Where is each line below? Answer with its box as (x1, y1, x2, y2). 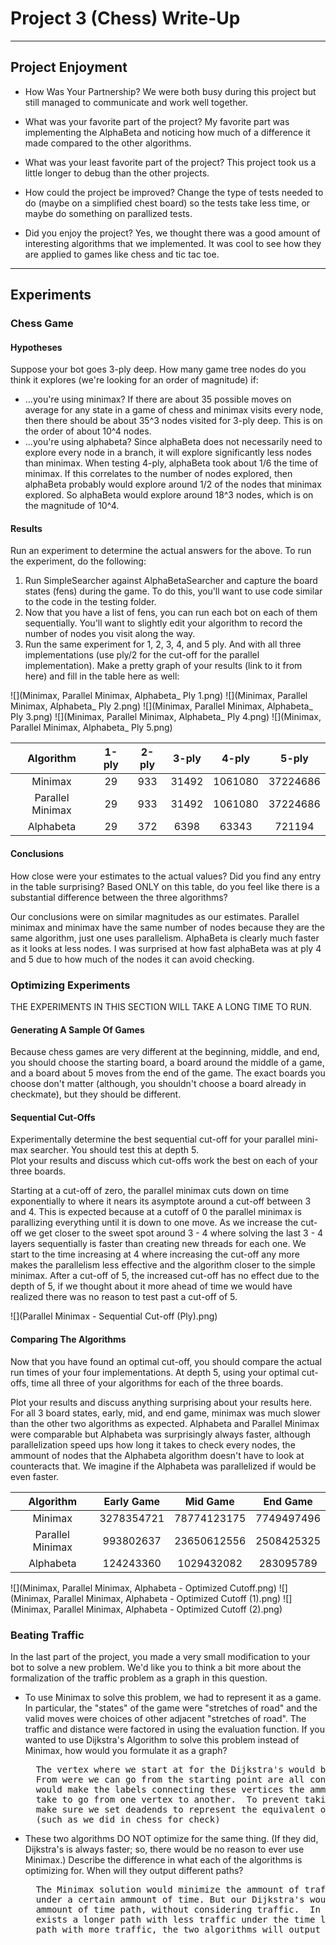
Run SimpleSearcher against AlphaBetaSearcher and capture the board (24, 575, 318, 587)
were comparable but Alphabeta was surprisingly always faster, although (10, 1428, 311, 1440)
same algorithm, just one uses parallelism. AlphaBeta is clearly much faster (10, 932, 320, 944)
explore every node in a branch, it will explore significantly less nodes (24, 447, 312, 459)
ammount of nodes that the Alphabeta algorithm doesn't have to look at (10, 1449, 305, 1461)
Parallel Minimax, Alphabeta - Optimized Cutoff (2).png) (53, 1603, 283, 1615)
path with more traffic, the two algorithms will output (35, 1923, 321, 1935)
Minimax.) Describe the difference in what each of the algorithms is (24, 1853, 303, 1866)
